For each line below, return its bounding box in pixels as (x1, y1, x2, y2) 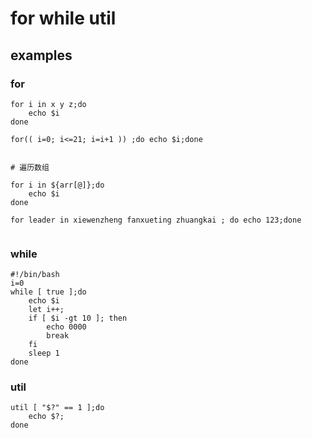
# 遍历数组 (10, 162, 50, 172)
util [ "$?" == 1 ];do (10, 403, 105, 413)
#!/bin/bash (10, 270, 60, 280)
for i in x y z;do (10, 99, 87, 109)
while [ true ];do (10, 287, 87, 297)
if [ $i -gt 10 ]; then (28, 313, 128, 324)
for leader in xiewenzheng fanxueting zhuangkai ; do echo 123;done (10, 215, 302, 225)
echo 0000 (46, 322, 87, 332)
